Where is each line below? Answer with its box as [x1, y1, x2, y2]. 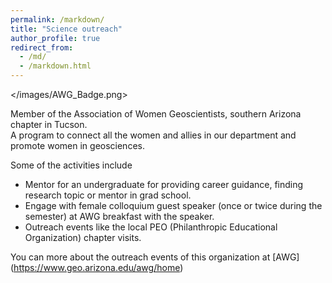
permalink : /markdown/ [10, 14, 105, 25]
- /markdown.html [19, 61, 92, 71]
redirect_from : [10, 42, 74, 53]
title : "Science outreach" [10, 24, 123, 34]
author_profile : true [10, 33, 101, 43]
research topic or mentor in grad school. [24, 189, 192, 201]
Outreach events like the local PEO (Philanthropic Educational [24, 221, 278, 233]
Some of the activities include [10, 159, 133, 171]
